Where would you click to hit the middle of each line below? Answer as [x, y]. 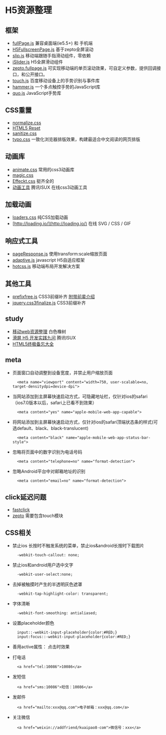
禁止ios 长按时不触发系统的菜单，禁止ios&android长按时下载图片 [78, 546]
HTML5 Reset [26, 128]
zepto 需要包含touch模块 [38, 515]
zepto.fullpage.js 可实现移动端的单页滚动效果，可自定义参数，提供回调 [84, 68]
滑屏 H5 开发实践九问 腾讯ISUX [44, 338]
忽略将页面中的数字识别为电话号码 [47, 452]
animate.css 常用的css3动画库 [43, 169]
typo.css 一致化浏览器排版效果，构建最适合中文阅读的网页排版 [76, 139]
